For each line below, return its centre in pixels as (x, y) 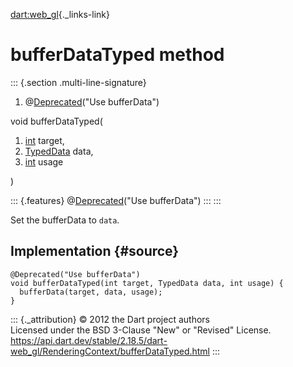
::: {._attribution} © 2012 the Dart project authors (110, 319)
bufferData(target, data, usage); (91, 292)
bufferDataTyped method (117, 55)
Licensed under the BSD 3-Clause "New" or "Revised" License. (141, 330)
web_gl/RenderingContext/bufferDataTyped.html (110, 351)
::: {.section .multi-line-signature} (78, 82)
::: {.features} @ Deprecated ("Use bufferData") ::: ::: (116, 200)
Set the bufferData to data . (65, 220)
